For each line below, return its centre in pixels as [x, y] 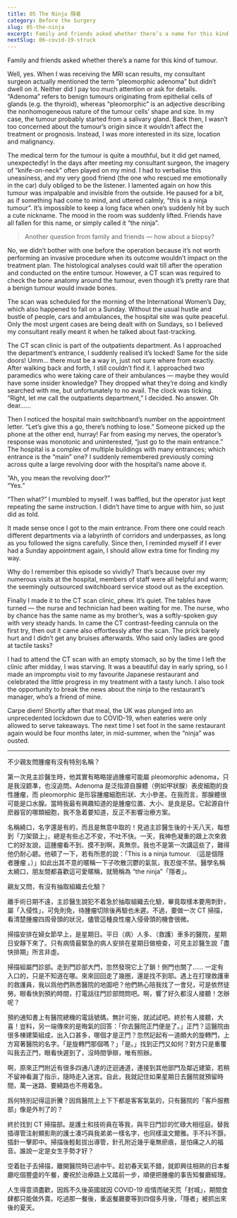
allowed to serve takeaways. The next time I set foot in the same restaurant [116, 726]
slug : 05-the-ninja [36, 27]
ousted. [18, 741]
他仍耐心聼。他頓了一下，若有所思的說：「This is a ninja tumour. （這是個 [113, 854]
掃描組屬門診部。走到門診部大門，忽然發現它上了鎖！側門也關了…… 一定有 [116, 967]
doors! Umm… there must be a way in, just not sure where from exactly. [111, 361]
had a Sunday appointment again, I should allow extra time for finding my [114, 551]
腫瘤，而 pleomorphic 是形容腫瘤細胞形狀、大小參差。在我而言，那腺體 [117, 795]
